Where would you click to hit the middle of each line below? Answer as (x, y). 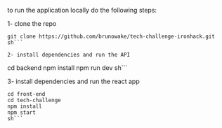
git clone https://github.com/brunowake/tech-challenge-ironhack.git (111, 36)
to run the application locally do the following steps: (82, 10)
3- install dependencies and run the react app (74, 81)
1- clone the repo (32, 23)
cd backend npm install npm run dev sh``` (67, 68)
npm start (22, 113)
